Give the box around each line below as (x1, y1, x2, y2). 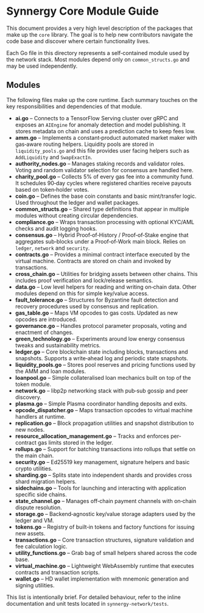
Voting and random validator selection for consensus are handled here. (15, 166, 194, 173)
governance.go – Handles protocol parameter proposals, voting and (15, 322, 187, 329)
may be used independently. (6, 62, 78, 70)
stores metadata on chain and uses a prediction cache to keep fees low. (15, 127, 196, 135)
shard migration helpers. (15, 477, 77, 485)
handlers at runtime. (15, 413, 66, 420)
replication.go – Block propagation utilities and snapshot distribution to (15, 419, 194, 427)
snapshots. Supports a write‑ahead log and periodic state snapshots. (15, 354, 189, 361)
